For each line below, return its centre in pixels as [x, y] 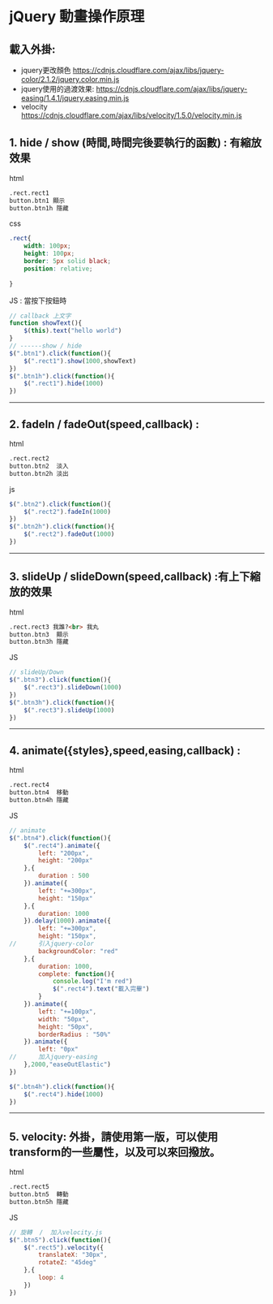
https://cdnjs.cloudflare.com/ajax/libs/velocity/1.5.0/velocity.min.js [131, 115]
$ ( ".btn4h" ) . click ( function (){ [62, 1086]
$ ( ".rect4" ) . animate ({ [62, 845]
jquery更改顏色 [46, 70]
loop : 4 [51, 1278]
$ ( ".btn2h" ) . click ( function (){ [62, 527]
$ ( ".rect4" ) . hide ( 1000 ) [64, 1094]
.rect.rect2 [29, 459]
